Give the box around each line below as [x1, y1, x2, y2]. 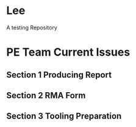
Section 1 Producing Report [6, 70, 112, 80]
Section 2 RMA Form [6, 90, 86, 101]
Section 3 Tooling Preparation [6, 111, 122, 122]
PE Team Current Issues [6, 45, 131, 59]
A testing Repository [6, 24, 58, 31]
